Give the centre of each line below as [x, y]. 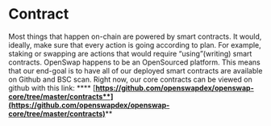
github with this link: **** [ [52, 88]
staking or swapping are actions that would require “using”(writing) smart [130, 53]
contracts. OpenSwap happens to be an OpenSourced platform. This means [134, 62]
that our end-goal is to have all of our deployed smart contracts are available [135, 70]
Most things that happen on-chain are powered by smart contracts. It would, [135, 36]
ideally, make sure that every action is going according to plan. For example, [135, 44]
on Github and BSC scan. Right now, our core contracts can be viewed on [130, 79]
